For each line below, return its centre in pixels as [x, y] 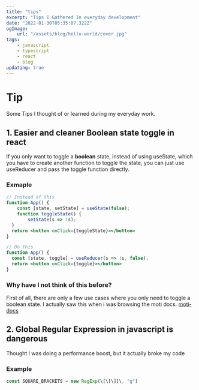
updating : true [25, 67]
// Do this [20, 247]
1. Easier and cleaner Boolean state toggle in [91, 133]
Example [19, 368]
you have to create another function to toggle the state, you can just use [95, 163]
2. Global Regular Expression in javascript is [90, 330]
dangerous [27, 339]
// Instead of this [31, 197]
